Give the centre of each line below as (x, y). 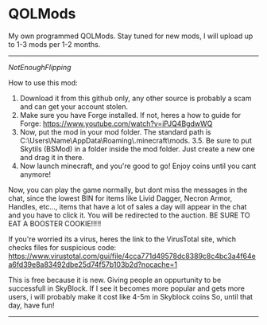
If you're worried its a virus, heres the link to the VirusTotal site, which (122, 239)
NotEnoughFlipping (40, 67)
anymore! (35, 174)
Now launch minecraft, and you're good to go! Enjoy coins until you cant (138, 166)
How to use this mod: (43, 82)
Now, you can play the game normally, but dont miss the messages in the (128, 190)
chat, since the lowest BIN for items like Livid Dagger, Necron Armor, (120, 198)
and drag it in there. (52, 157)
